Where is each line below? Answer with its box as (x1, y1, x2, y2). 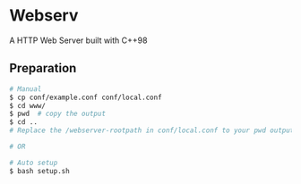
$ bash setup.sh (9, 166, 70, 175)
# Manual (9, 84, 42, 94)
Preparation (9, 61, 77, 76)
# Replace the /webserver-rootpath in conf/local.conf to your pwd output (9, 126, 295, 135)
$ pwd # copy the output (9, 109, 106, 119)
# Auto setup (9, 158, 58, 167)
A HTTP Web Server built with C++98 (9, 35, 148, 46)
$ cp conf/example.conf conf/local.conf (9, 93, 163, 102)
